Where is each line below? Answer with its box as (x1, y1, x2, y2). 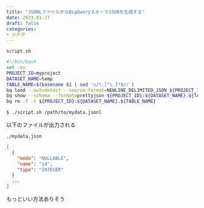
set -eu (6, 64, 26, 71)
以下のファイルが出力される (6, 121, 76, 128)
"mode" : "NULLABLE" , (17, 155, 69, 161)
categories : (6, 26, 36, 32)
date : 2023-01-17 (6, 15, 50, 21)
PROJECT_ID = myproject (6, 70, 61, 76)
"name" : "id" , (17, 161, 53, 167)
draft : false (6, 20, 39, 26)
